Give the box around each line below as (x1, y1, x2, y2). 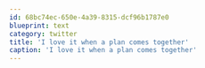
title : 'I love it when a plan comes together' (9, 37, 190, 47)
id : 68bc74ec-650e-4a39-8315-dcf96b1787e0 (9, 12, 169, 22)
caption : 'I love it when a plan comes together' (9, 46, 198, 55)
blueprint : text (9, 21, 70, 30)
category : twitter (9, 29, 78, 38)
